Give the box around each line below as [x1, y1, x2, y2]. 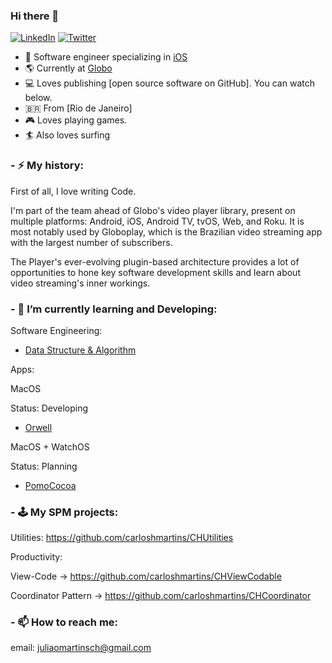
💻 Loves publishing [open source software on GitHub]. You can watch [24, 77, 315, 89]
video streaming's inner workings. [10, 277, 151, 289]
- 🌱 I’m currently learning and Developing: [10, 302, 218, 316]
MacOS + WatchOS [10, 440, 90, 453]
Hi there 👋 [10, 9, 60, 23]
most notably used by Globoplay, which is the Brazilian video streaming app [10, 225, 323, 238]
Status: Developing [10, 402, 89, 414]
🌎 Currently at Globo [24, 62, 113, 74]
